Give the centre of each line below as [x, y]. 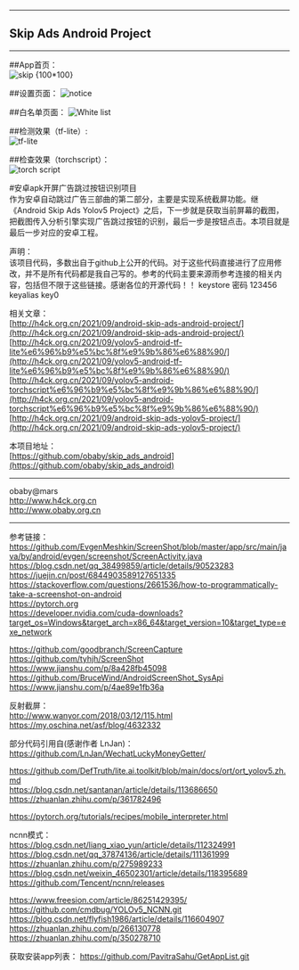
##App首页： [33, 64]
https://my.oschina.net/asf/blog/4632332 [85, 725]
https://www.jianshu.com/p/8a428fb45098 [88, 668]
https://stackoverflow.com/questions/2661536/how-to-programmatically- [144, 584]
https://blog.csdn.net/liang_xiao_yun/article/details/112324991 [122, 844]
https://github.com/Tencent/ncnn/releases [87, 883]
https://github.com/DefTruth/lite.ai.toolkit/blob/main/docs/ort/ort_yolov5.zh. [148, 770]
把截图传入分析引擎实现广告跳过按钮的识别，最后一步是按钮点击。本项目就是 [149, 221]
